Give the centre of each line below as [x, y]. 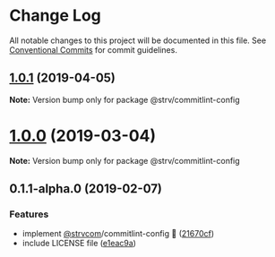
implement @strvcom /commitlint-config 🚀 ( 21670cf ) [118, 234]
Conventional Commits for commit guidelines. [93, 49]
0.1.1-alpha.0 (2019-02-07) [86, 189]
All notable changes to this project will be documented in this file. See [138, 40]
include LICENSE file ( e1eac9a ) [79, 244]
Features [29, 214]
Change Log [55, 16]
